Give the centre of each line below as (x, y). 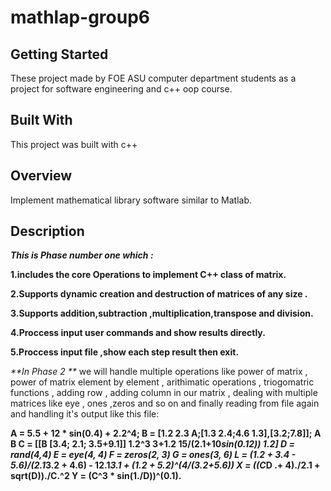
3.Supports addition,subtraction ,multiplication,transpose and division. (162, 313)
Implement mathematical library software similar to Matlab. (131, 200)
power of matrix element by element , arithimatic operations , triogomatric (162, 382)
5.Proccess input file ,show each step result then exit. (125, 352)
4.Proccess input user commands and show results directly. (138, 333)
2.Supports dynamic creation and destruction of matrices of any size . (159, 294)
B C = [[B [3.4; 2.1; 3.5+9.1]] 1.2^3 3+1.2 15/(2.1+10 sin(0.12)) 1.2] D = (152, 444)
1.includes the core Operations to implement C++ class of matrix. (148, 275)
